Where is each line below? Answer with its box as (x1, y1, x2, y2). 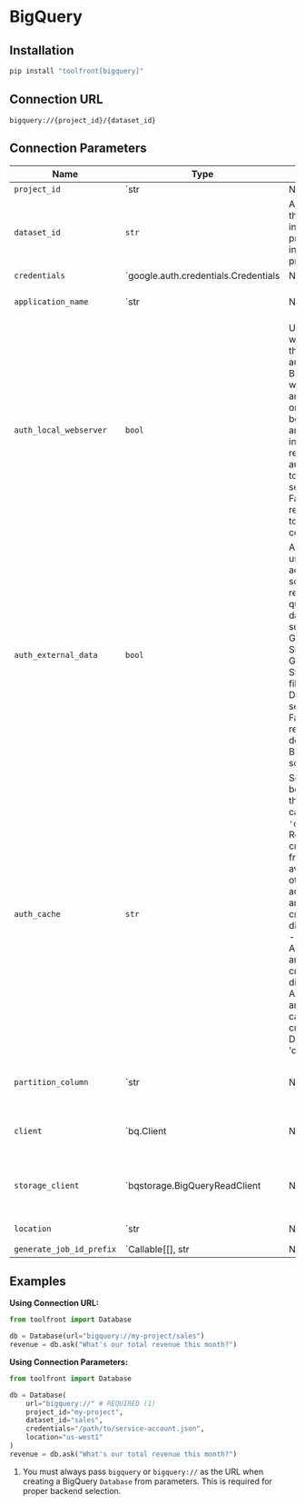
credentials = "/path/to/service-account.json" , (25, 1424, 205, 1433)
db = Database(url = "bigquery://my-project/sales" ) (9, 1331, 205, 1341)
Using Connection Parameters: (9, 1356, 129, 1367)
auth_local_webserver (14, 424, 107, 435)
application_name (14, 296, 89, 306)
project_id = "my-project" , (25, 1407, 124, 1417)
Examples (9, 1273, 66, 1289)
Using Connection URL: (9, 1298, 100, 1309)
